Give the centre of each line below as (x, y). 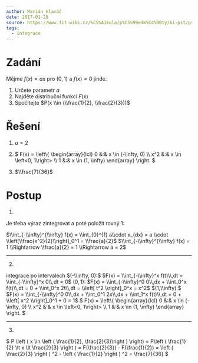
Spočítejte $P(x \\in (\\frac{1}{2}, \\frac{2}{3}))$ (72, 103)
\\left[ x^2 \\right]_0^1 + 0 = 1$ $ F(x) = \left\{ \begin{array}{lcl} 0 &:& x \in (95, 300)
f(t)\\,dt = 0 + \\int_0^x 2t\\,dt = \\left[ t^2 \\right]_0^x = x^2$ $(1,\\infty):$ (94, 288)
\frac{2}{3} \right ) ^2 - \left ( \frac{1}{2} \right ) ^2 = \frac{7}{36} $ (88, 354)
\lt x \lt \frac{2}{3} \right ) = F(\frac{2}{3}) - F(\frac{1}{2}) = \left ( (94, 347)
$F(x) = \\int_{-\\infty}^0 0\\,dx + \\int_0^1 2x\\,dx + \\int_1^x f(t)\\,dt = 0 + (94, 294)
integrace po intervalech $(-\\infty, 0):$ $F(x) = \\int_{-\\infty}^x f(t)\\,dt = (95, 275)
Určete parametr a (37, 90)
